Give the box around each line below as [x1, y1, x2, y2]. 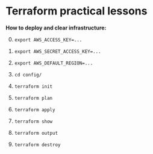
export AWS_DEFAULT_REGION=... [14, 60, 93, 66]
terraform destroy [14, 141, 61, 148]
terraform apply [14, 106, 55, 112]
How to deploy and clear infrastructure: [5, 24, 107, 31]
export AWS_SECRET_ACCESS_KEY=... [14, 48, 101, 55]
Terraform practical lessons [5, 4, 148, 18]
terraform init [14, 83, 53, 90]
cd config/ [14, 72, 42, 78]
